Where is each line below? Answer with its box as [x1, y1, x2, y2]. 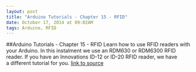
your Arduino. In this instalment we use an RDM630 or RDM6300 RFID [6, 47, 177, 54]
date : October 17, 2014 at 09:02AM [6, 19, 94, 25]
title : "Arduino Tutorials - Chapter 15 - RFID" [6, 14, 128, 20]
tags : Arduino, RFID [6, 25, 57, 31]
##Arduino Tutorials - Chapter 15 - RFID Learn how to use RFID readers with [6, 41, 190, 48]
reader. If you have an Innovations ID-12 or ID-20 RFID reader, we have [6, 53, 178, 60]
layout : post [6, 8, 38, 15]
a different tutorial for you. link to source [6, 60, 104, 67]
